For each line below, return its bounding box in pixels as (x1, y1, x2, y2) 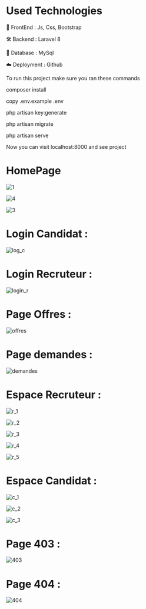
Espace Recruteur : (6, 388, 102, 401)
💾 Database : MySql (6, 49, 54, 56)
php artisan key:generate (6, 109, 67, 116)
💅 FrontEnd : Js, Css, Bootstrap (6, 24, 82, 31)
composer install (6, 86, 47, 93)
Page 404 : (6, 577, 61, 591)
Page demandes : (6, 347, 93, 361)
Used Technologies (6, 4, 103, 18)
